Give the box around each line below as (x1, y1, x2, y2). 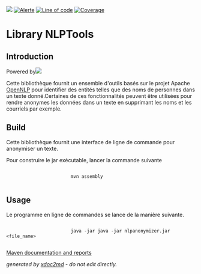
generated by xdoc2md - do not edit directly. (6, 260, 117, 267)
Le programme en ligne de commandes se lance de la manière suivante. (6, 211, 184, 218)
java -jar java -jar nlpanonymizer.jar (70, 228, 170, 234)
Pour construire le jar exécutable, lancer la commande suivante (6, 156, 163, 163)
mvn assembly (70, 173, 103, 180)
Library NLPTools (6, 28, 94, 41)
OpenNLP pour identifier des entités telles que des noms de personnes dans (6, 86, 195, 93)
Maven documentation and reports (6, 249, 92, 256)
